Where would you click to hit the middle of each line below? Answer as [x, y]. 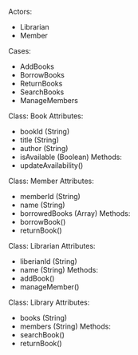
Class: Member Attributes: [51, 181]
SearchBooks [42, 92]
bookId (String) [45, 132]
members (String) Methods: [65, 326]
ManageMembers [49, 100]
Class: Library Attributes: [49, 302]
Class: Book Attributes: [46, 116]
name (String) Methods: [59, 270]
